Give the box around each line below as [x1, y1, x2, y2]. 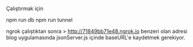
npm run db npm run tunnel [6, 16, 73, 23]
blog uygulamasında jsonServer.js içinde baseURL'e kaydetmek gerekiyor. [6, 34, 186, 41]
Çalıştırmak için [6, 5, 44, 12]
